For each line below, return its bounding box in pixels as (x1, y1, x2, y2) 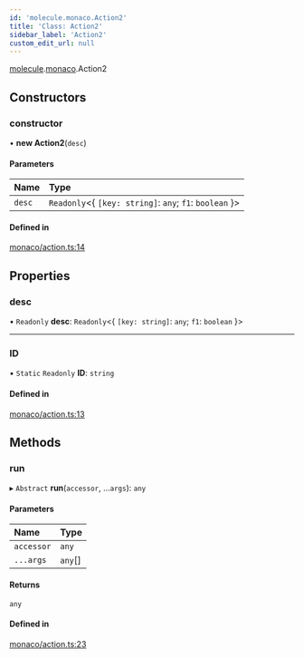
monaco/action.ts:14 (9, 242, 86, 253)
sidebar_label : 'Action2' (9, 30, 107, 39)
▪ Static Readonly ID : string (9, 368, 115, 379)
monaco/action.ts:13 (9, 409, 85, 420)
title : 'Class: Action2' (9, 22, 103, 31)
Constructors (9, 90, 87, 105)
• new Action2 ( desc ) (9, 137, 88, 148)
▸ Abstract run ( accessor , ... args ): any (9, 482, 147, 494)
